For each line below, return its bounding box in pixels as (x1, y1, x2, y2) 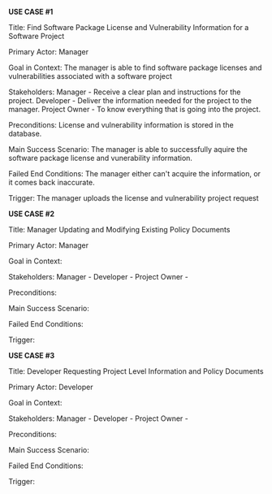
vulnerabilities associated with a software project (8, 71, 173, 80)
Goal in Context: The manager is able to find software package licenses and (8, 63, 262, 72)
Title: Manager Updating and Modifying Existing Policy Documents (8, 225, 231, 234)
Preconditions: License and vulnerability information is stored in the (8, 120, 234, 129)
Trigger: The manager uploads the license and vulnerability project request (8, 193, 259, 202)
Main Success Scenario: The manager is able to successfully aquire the (8, 145, 248, 154)
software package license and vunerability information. (8, 154, 193, 162)
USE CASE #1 (8, 7, 54, 16)
